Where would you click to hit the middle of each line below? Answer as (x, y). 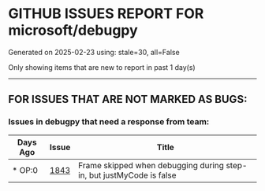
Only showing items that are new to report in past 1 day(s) (102, 67)
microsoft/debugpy (73, 30)
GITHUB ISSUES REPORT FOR (106, 14)
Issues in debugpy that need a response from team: (109, 122)
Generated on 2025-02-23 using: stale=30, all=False (94, 52)
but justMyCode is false (132, 175)
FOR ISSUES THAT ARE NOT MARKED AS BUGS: (128, 99)
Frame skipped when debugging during (151, 165)
